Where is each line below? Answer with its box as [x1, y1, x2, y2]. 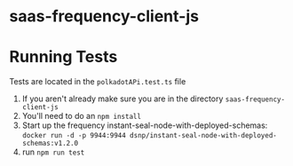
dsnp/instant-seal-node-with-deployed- [130, 131, 277, 140]
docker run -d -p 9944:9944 [21, 131, 126, 140]
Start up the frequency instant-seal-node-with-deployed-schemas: [21, 120, 268, 130]
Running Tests [9, 47, 118, 67]
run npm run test [21, 146, 85, 157]
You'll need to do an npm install [21, 111, 142, 122]
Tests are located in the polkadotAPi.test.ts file [9, 76, 186, 87]
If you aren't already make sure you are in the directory [21, 93, 224, 104]
